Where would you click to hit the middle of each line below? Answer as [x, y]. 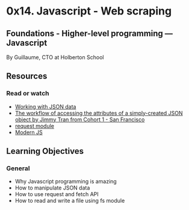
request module [34, 126]
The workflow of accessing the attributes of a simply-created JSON [99, 113]
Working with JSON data [45, 106]
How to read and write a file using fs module [70, 201]
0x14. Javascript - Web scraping [89, 11]
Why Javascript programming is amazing [66, 182]
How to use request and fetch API [57, 194]
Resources [27, 76]
